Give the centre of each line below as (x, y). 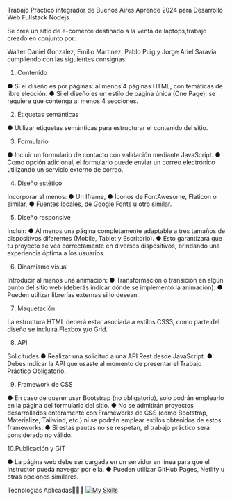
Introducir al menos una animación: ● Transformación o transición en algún (115, 280)
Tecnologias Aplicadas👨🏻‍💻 (46, 490)
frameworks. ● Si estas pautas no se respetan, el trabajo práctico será (109, 428)
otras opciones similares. (43, 477)
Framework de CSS (45, 384)
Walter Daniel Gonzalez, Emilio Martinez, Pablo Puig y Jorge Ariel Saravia (112, 52)
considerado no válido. (40, 435)
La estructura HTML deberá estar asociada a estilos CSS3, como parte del (114, 322)
